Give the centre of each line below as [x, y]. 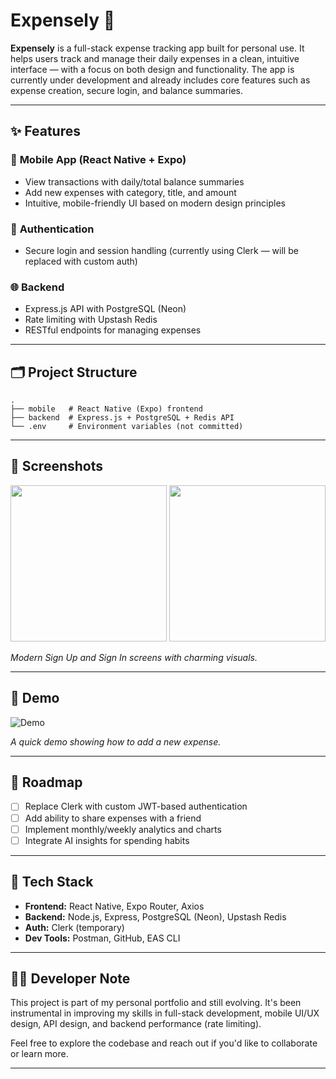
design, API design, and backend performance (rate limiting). [136, 1024]
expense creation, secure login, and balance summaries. [127, 90]
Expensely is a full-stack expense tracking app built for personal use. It [157, 48]
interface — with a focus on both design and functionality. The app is [152, 69]
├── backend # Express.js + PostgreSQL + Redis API [122, 418]
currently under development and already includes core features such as [160, 80]
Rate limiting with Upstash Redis [91, 320]
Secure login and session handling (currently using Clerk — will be [161, 250]
